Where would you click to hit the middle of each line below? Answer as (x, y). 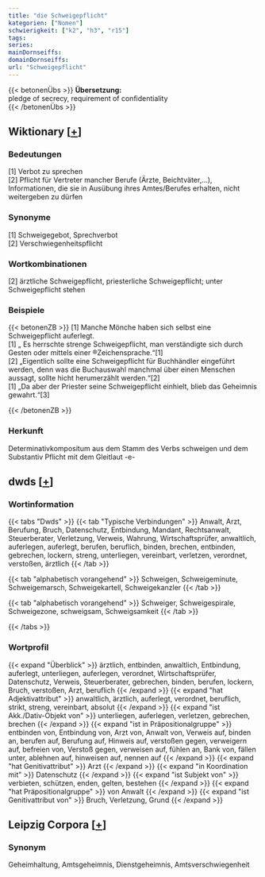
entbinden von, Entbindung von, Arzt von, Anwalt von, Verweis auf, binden (130, 732)
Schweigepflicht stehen (47, 290)
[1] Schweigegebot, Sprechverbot (63, 234)
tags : (17, 38)
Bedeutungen (35, 154)
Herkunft (26, 431)
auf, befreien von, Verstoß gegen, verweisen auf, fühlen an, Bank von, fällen (132, 749)
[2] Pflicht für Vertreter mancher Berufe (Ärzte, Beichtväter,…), (110, 180)
